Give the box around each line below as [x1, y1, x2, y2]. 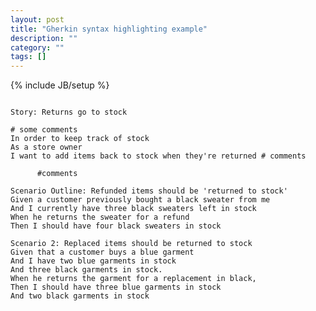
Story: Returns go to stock [10, 107, 128, 118]
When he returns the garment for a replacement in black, [10, 274, 257, 284]
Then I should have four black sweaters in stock [10, 221, 222, 231]
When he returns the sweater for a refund [10, 212, 190, 223]
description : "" [10, 33, 78, 43]
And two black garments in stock [10, 291, 150, 301]
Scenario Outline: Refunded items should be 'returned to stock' [10, 186, 288, 196]
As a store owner [10, 142, 83, 153]
